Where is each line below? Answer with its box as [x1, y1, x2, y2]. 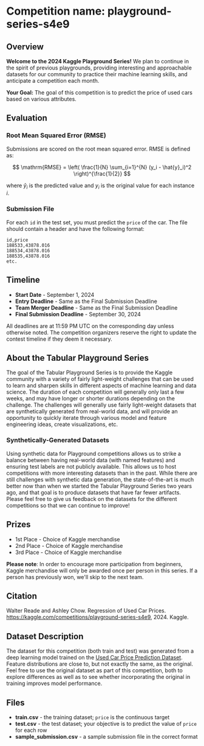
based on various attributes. [6, 96, 77, 102]
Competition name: [6, 4, 105, 18]
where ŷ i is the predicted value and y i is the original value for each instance [6, 182, 195, 190]
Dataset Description [6, 631, 84, 641]
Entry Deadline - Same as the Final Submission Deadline [15, 297, 158, 305]
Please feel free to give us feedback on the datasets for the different [6, 495, 177, 502]
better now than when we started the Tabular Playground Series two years [6, 482, 192, 489]
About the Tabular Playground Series [6, 352, 149, 363]
